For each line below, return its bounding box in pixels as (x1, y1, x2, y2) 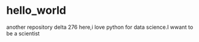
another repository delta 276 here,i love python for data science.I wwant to (6, 23, 194, 31)
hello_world (6, 4, 67, 17)
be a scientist (6, 29, 40, 37)
